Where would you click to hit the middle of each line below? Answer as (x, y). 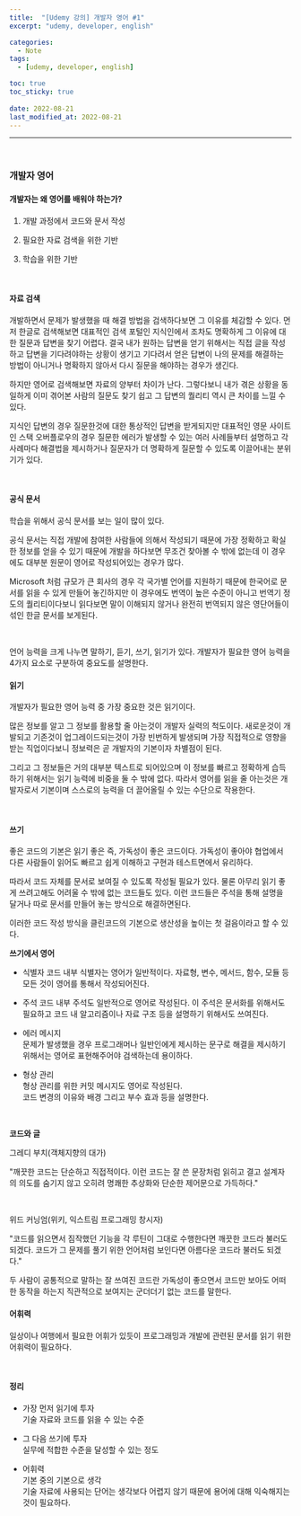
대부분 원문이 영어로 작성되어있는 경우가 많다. (105, 562)
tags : (19, 59)
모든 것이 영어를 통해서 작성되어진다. (86, 984)
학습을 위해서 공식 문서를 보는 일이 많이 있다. (87, 520)
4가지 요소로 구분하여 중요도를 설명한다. (79, 662)
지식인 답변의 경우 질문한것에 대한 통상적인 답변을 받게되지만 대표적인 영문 (138, 426)
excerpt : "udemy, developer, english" (82, 26)
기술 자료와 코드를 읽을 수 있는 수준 (83, 1419)
